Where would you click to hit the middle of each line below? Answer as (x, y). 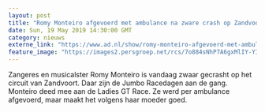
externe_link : (32, 45)
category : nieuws (37, 37)
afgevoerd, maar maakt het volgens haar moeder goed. (98, 100)
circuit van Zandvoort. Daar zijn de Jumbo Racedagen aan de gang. (118, 83)
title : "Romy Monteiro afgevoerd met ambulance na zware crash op (119, 23)
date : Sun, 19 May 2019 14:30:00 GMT (70, 30)
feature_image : (33, 52)
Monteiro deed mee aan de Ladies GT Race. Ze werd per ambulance (119, 91)
